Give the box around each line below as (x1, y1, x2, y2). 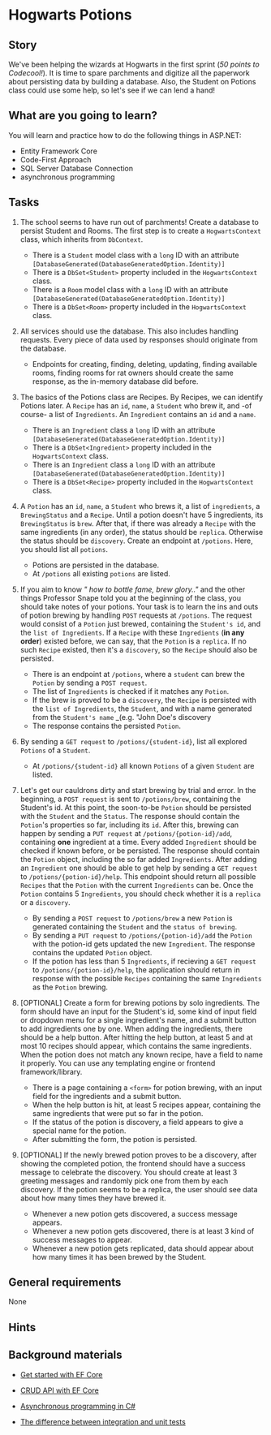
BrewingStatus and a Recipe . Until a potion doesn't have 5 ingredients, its (19, 510, 264, 519)
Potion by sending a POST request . (32, 678, 148, 687)
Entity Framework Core (19, 146, 97, 156)
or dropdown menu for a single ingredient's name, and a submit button (19, 1015, 257, 1024)
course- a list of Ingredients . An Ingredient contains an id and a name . (19, 409, 256, 419)
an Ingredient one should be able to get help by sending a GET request (19, 863, 258, 873)
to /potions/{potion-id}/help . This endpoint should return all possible (19, 871, 256, 881)
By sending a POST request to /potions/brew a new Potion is (32, 913, 233, 923)
